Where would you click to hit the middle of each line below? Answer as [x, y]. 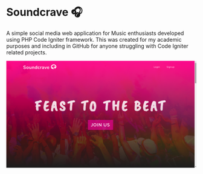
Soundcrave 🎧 [44, 12]
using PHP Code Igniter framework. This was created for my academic [94, 39]
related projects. [27, 52]
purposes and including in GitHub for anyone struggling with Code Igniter [97, 46]
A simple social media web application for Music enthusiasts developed [95, 33]
